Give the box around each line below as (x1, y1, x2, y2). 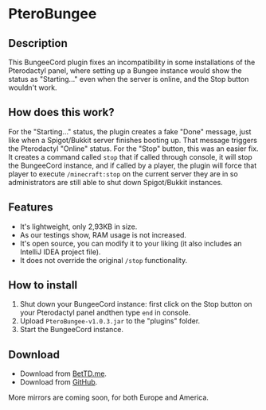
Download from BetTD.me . (19, 369, 108, 378)
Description (8, 37, 68, 50)
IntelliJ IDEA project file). (19, 247, 101, 257)
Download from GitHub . (19, 377, 98, 387)
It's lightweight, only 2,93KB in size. (19, 222, 138, 231)
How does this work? (8, 106, 115, 119)
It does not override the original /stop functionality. (19, 255, 188, 265)
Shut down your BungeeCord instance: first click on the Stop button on (19, 300, 252, 309)
